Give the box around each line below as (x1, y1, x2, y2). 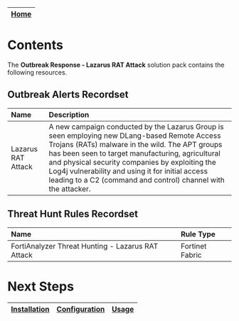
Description (48, 109, 90, 119)
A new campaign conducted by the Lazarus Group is (48, 121, 224, 131)
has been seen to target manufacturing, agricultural (48, 148, 221, 158)
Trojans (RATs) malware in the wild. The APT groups (48, 139, 223, 149)
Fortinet (180, 241, 207, 251)
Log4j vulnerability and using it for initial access (48, 166, 208, 176)
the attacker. (48, 184, 91, 194)
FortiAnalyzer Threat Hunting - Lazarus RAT (11, 241, 159, 251)
